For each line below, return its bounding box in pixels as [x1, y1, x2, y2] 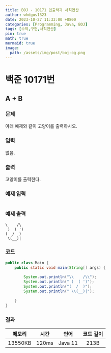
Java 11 [58, 339, 78, 346]
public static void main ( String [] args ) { [14, 265, 106, 270]
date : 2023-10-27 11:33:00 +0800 [5, 17, 76, 22]
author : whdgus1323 [5, 12, 47, 17]
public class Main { [5, 260, 49, 265]
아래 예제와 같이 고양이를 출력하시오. [5, 123, 77, 129]
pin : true [5, 31, 26, 36]
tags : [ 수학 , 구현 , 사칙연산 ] [5, 27, 57, 32]
